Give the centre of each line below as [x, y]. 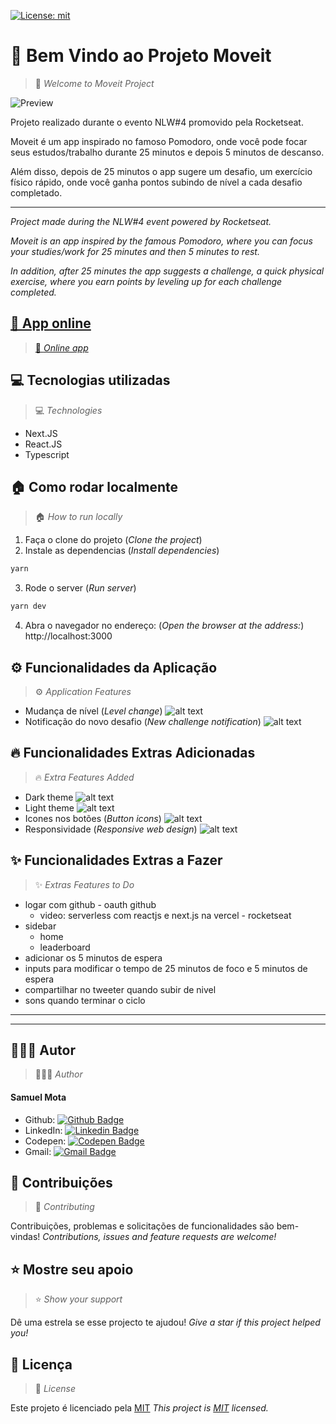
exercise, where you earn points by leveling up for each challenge [146, 281]
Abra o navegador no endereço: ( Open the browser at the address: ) [164, 626]
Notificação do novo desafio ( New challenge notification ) [143, 721]
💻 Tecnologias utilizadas [90, 380]
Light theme [49, 807]
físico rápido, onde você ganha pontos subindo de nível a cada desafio [156, 182]
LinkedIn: [43, 1130]
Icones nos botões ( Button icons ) [93, 818]
